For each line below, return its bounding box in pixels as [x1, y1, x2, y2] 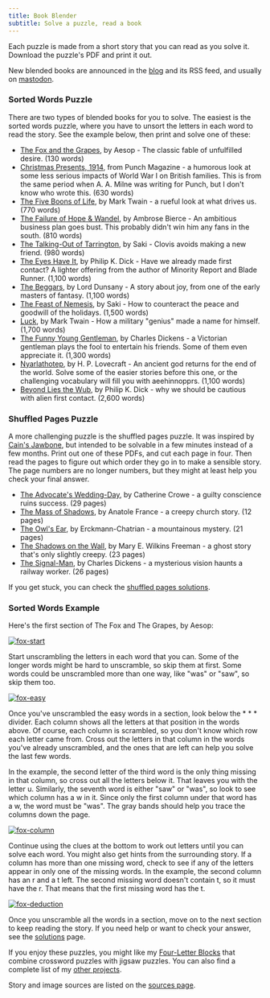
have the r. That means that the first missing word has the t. [8, 884, 206, 893]
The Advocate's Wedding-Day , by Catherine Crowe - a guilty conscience [19, 490, 262, 500]
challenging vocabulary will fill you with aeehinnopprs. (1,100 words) [19, 376, 246, 386]
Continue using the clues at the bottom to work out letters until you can [8, 841, 243, 851]
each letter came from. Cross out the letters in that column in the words [8, 734, 245, 744]
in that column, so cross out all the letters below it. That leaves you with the [8, 776, 258, 786]
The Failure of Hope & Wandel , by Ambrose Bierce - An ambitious [19, 213, 237, 223]
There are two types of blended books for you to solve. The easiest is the [8, 112, 252, 122]
